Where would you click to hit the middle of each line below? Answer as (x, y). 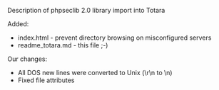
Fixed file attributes (46, 80)
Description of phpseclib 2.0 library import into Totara (86, 10)
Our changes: (27, 59)
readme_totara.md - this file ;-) (63, 45)
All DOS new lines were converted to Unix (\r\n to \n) (95, 73)
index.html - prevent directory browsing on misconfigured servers (114, 38)
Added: (18, 24)
